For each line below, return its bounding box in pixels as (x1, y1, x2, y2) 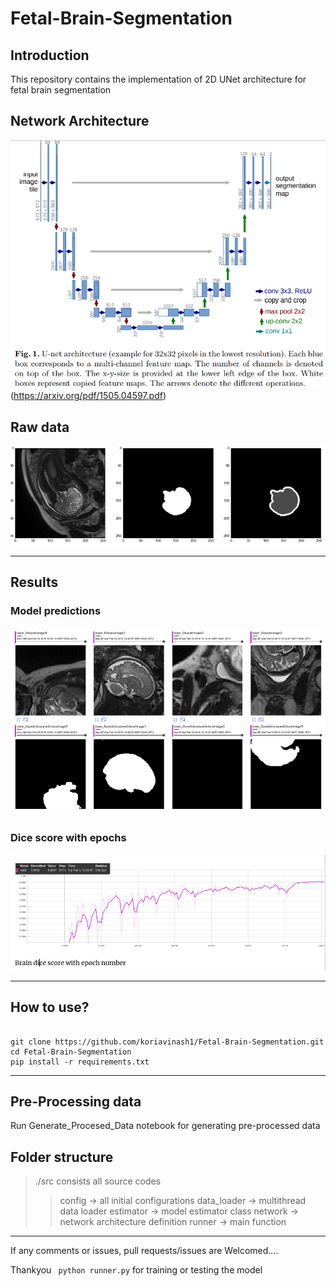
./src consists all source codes (34, 1175, 162, 1187)
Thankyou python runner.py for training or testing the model (10, 1264, 263, 1276)
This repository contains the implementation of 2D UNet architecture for (10, 73, 307, 85)
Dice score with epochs (10, 831, 127, 845)
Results (10, 574, 59, 591)
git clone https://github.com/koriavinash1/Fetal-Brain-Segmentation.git (10, 1037, 325, 1047)
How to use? (10, 999, 90, 1016)
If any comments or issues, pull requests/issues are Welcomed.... (10, 1245, 279, 1257)
